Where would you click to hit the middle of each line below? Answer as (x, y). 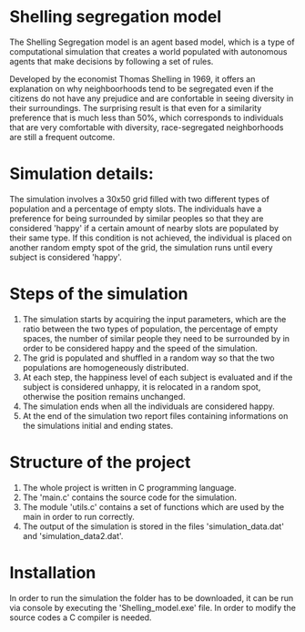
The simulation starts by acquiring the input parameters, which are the (154, 319)
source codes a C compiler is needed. (81, 617)
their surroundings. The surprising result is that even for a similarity (136, 107)
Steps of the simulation (99, 294)
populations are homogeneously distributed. (106, 367)
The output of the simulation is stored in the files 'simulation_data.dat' (153, 526)
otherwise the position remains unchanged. (104, 396)
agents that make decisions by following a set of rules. (112, 61)
